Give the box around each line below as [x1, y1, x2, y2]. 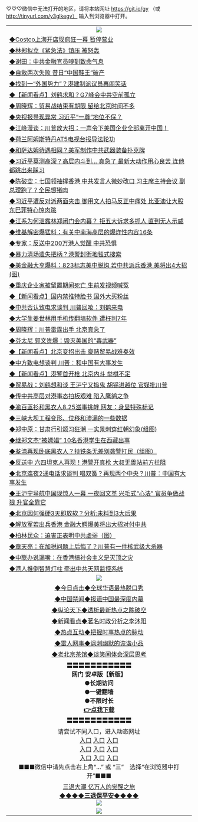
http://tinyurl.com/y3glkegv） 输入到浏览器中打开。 [6, 12, 131, 19]
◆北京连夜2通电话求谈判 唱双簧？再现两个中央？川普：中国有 [9, 469, 180, 477]
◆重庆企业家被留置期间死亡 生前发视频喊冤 [9, 281, 130, 289]
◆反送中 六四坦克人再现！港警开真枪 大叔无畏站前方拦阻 [9, 458, 166, 467]
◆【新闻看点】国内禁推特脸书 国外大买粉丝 [9, 292, 130, 300]
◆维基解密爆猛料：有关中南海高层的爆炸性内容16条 [9, 228, 153, 236]
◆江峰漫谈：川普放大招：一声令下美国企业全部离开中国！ [9, 124, 169, 132]
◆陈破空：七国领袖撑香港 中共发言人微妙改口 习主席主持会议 [9, 177, 178, 185]
